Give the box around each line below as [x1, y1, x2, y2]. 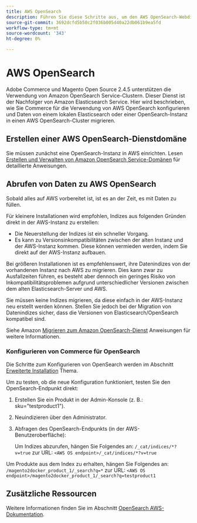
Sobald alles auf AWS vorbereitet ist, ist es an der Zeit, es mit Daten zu [6, 195, 177, 202]
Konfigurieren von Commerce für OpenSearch [6, 347, 141, 356]
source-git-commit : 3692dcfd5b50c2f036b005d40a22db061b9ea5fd [6, 19, 161, 25]
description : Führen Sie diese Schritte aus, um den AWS [6, 14, 148, 20]
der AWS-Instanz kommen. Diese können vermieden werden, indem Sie [14, 242, 188, 250]
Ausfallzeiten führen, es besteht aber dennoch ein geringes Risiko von [6, 273, 176, 280]
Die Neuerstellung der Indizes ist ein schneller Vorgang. [14, 230, 150, 237]
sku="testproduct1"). [14, 402, 66, 409]
